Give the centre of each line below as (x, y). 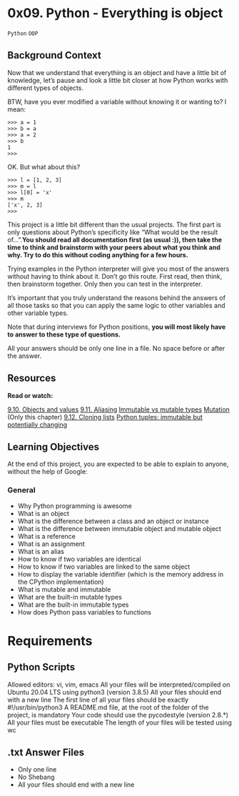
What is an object (44, 513)
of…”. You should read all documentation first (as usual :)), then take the (115, 239)
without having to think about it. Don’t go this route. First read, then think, (115, 276)
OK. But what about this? (44, 166)
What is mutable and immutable (64, 589)
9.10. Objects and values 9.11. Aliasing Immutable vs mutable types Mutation (119, 409)
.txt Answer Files (46, 753)
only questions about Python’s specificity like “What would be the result (113, 232)
